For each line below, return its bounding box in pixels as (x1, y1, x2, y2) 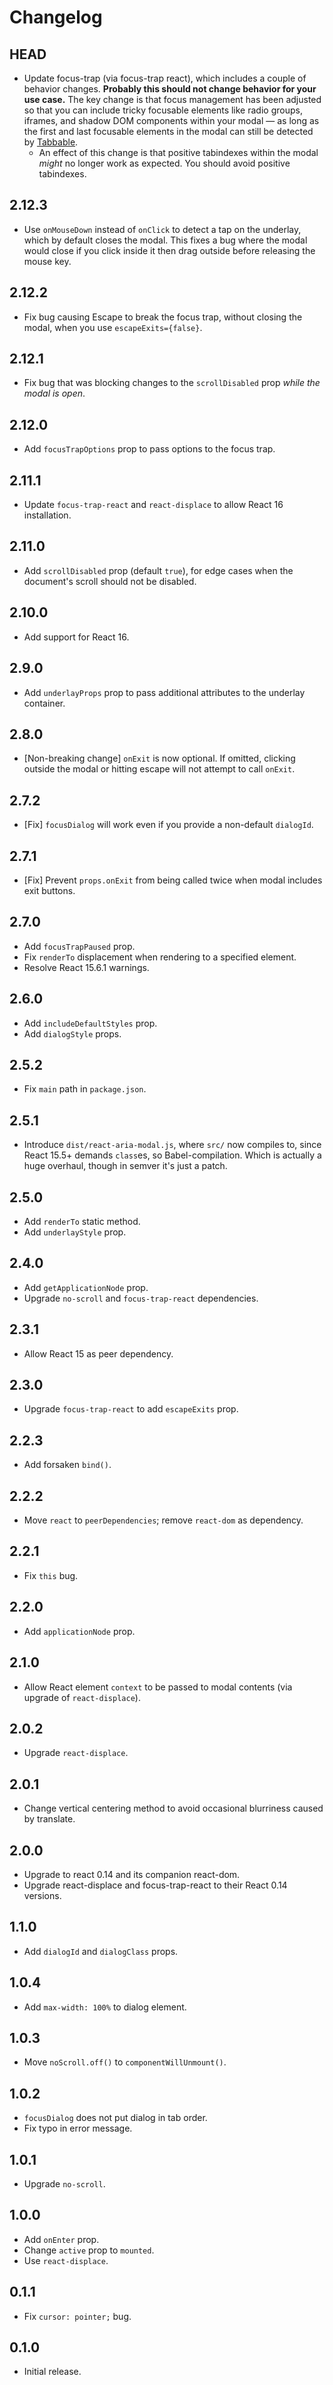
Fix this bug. (23, 1569, 79, 1581)
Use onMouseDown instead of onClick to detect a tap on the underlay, (23, 223, 302, 235)
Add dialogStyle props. (23, 1027, 122, 1040)
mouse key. (23, 255, 72, 267)
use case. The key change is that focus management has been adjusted (23, 94, 322, 105)
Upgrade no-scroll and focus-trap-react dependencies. (23, 1292, 259, 1304)
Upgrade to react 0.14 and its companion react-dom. (23, 1868, 241, 1880)
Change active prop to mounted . (23, 2244, 155, 2256)
